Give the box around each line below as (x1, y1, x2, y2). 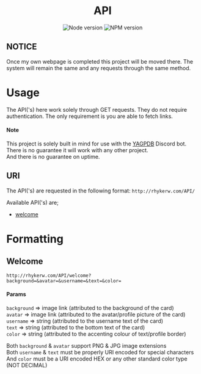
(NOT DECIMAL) (6, 361, 48, 369)
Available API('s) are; (6, 199, 59, 206)
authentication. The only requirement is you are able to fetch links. (6, 112, 173, 120)
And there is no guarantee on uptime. (6, 153, 100, 160)
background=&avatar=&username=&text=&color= (6, 277, 122, 284)
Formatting (6, 232, 64, 246)
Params (6, 291, 26, 298)
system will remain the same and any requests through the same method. (6, 64, 191, 71)
